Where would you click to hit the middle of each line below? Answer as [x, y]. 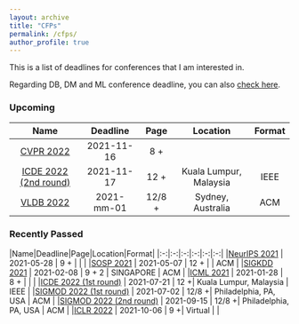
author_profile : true [49, 42]
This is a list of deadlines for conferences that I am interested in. [127, 67]
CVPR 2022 [45, 151]
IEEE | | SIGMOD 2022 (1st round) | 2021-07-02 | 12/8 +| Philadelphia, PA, [142, 291]
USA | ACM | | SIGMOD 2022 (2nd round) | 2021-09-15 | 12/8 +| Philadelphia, [149, 300]
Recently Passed [46, 234]
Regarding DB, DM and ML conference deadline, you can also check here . [145, 84]
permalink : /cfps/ [43, 34]
